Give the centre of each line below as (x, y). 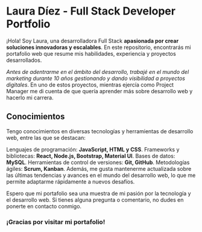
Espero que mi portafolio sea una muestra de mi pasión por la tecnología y (99, 193)
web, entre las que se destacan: (46, 138)
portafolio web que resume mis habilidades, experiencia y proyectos (91, 53)
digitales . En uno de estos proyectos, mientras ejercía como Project (90, 85)
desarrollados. (24, 60)
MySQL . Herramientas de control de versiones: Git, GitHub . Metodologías (98, 162)
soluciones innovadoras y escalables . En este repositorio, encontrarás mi (99, 47)
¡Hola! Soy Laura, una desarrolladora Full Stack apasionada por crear (93, 41)
